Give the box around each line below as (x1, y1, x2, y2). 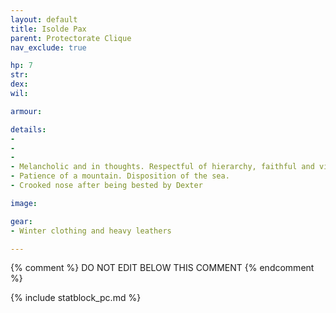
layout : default (10, 14, 78, 25)
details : (10, 124, 47, 135)
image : (10, 198, 38, 208)
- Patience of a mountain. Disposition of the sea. (10, 171, 230, 181)
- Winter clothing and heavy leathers (10, 226, 172, 236)
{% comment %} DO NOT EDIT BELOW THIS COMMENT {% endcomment (10, 262, 315, 274)
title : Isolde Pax (10, 24, 87, 34)
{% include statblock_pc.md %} (10, 292, 142, 304)
